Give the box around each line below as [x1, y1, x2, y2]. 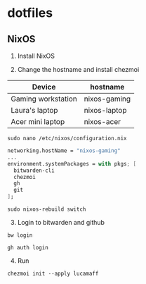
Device [32, 82, 56, 92]
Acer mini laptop [11, 117, 65, 126]
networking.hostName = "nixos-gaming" [7, 147, 121, 154]
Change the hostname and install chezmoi [17, 66, 140, 73]
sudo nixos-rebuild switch [7, 206, 86, 213]
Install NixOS [17, 51, 55, 60]
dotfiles [7, 5, 53, 21]
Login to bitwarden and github [17, 218, 105, 226]
